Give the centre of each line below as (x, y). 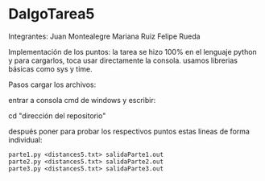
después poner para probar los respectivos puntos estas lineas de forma (129, 131)
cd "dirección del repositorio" (57, 115)
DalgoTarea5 (52, 14)
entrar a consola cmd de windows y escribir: (82, 100)
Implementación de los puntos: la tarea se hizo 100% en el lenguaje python (133, 51)
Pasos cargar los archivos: (52, 84)
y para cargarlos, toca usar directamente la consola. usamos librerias (123, 60)
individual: (25, 140)
